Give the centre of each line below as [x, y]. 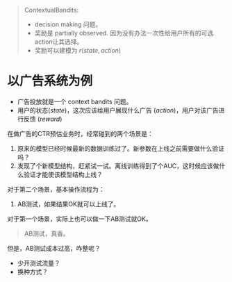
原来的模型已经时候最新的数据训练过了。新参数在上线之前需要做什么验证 [121, 148]
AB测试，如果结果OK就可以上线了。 [68, 204]
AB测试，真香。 [47, 233]
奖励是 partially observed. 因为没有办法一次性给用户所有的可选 [124, 33]
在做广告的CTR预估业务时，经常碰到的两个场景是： [81, 133]
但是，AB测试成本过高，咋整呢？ [54, 248]
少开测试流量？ [39, 263]
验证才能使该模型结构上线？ [63, 174]
